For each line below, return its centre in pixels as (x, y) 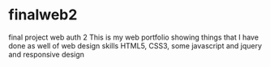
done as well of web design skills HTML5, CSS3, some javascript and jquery (135, 45)
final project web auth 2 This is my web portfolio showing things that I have (134, 37)
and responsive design (47, 54)
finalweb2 (43, 15)
